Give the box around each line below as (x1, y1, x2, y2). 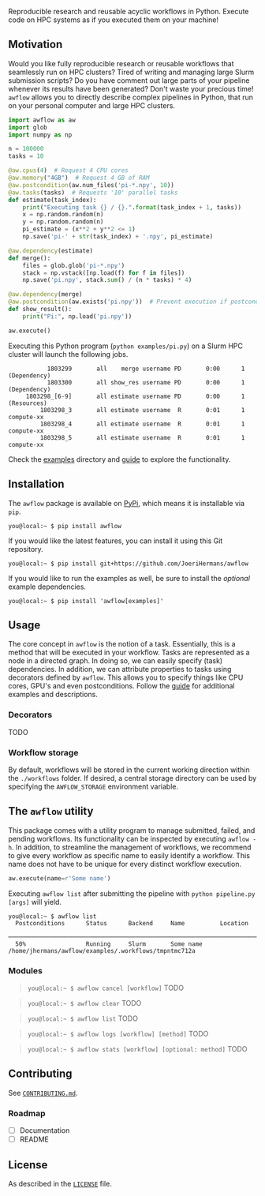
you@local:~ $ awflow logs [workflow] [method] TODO (27, 1029, 209, 1038)
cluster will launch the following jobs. (8, 349, 129, 358)
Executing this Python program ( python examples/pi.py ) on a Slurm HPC (8, 341, 243, 351)
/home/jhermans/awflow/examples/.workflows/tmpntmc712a (8, 947, 196, 954)
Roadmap (8, 1108, 46, 1119)
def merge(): (8, 254, 51, 262)
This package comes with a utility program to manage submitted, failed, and (8, 825, 256, 835)
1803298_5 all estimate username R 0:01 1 (39, 433, 245, 441)
